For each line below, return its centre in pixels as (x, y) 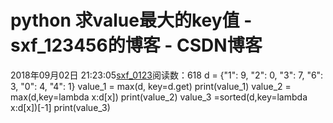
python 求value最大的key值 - (131, 20)
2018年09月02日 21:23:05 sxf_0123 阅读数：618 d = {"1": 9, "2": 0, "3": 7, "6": (167, 75)
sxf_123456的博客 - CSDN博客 (136, 45)
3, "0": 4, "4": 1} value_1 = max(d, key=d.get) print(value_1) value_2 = (151, 86)
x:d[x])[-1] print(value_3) (60, 107)
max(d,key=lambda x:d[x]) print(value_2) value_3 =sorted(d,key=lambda (159, 97)
